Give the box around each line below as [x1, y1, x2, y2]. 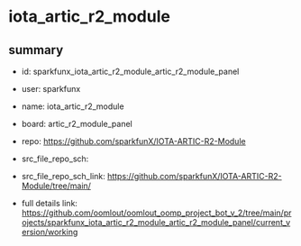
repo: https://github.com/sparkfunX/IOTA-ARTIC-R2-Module [21, 136, 246, 146]
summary [8, 42, 64, 58]
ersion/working [21, 227, 78, 237]
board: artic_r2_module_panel [21, 119, 132, 129]
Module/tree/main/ [21, 180, 92, 191]
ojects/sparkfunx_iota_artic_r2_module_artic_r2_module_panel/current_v [21, 217, 291, 227]
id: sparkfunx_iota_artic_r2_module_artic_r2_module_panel [21, 66, 240, 77]
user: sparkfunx [21, 84, 81, 94]
